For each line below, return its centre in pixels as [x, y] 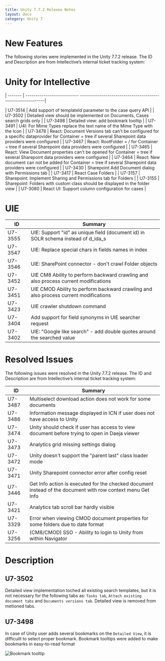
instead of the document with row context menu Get [89, 490]
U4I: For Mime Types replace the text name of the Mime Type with [86, 126]
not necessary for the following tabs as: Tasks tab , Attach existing [73, 596]
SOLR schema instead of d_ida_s [69, 239]
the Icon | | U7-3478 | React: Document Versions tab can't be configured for [82, 131]
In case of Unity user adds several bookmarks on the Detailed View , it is [78, 633]
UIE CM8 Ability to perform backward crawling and [89, 275]
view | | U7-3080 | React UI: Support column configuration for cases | [76, 189]
